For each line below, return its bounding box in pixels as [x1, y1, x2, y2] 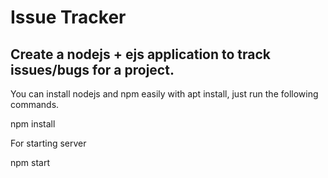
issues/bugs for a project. [10, 61, 175, 78]
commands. [10, 99, 60, 110]
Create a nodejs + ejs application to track [10, 46, 272, 63]
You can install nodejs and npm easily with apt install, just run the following [10, 88, 319, 100]
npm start [10, 157, 51, 168]
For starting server [10, 137, 87, 149]
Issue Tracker [10, 6, 127, 29]
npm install [10, 118, 56, 130]
